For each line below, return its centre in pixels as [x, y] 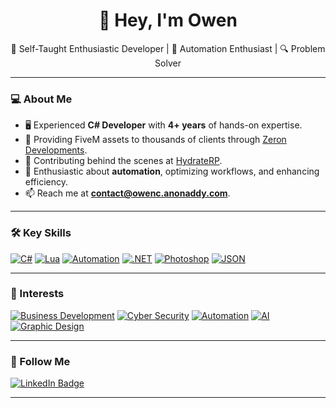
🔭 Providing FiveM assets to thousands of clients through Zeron [155, 140]
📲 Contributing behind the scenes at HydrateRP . [123, 161]
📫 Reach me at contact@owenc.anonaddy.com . [127, 193]
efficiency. [46, 182]
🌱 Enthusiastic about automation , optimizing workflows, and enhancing [172, 171]
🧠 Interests [37, 294]
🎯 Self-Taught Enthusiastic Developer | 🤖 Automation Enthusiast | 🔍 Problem [168, 48]
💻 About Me [41, 99]
